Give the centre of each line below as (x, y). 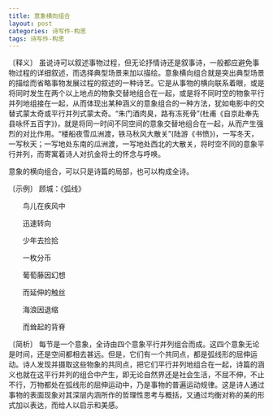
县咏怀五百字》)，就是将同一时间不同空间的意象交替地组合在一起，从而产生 (133, 124)
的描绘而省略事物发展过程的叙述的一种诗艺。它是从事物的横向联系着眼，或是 (136, 83)
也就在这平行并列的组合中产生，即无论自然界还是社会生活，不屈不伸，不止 (140, 375)
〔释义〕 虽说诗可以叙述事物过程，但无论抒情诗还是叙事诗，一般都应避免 (130, 63)
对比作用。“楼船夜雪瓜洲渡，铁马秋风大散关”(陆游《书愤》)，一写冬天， (140, 134)
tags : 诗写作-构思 (37, 39)
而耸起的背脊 (44, 327)
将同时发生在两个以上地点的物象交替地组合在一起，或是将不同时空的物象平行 (136, 93)
